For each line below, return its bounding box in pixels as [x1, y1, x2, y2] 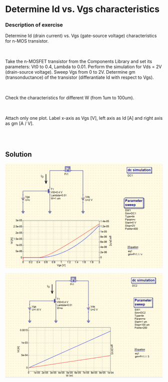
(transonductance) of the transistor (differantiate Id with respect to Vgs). [5, 74, 154, 81]
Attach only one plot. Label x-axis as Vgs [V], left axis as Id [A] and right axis [5, 115, 163, 121]
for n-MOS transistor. [5, 38, 49, 44]
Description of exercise [5, 22, 63, 29]
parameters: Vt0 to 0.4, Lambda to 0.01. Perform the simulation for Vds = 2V [5, 64, 162, 70]
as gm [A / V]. [5, 120, 34, 126]
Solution [5, 150, 32, 158]
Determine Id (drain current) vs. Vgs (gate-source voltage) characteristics [5, 33, 157, 39]
